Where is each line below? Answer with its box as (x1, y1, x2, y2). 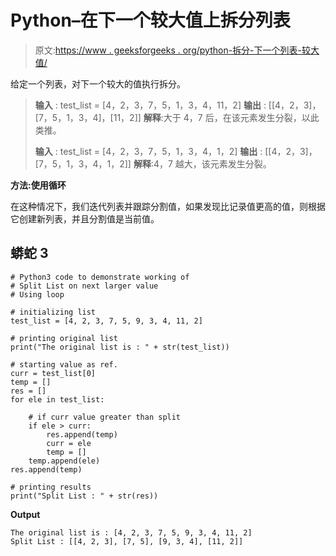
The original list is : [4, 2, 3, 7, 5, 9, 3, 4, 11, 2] (10, 527, 253, 538)
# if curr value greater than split (28, 412, 182, 422)
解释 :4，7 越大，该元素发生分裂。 (133, 157, 272, 170)
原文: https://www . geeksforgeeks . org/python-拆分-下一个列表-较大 (34, 44, 320, 56)
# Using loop (10, 289, 65, 300)
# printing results (10, 482, 92, 492)
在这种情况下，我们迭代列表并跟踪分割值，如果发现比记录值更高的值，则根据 (10, 200, 326, 212)
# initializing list (10, 307, 97, 317)
